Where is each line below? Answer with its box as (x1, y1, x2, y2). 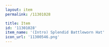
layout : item (5, 7, 33, 12)
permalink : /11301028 (5, 12, 51, 17)
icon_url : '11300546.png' (5, 35, 60, 40)
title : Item (5, 21, 30, 26)
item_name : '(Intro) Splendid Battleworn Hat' (5, 30, 105, 35)
